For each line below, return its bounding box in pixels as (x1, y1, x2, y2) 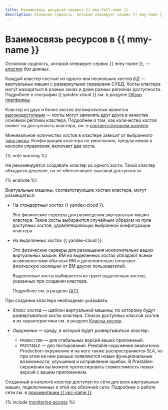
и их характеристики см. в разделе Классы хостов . (12, 318, 122, 324)
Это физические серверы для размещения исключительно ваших (12, 247, 154, 253)
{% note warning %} (5, 153, 47, 159)
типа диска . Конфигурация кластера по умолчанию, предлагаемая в (5, 138, 152, 144)
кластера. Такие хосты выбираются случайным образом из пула (12, 217, 151, 223)
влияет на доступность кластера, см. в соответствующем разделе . (5, 123, 150, 129)
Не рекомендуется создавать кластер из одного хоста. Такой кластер (5, 162, 155, 168)
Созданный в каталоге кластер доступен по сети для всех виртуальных (5, 379, 159, 385)
